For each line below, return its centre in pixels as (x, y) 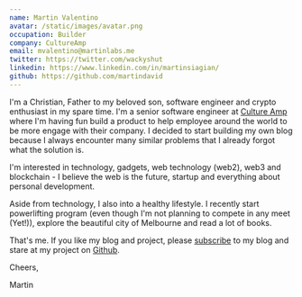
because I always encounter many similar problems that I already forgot (142, 139)
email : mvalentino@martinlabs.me (72, 51)
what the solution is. (46, 149)
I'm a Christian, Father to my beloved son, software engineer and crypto (143, 102)
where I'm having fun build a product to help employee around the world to (148, 121)
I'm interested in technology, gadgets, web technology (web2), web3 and (145, 166)
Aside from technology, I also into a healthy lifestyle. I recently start (134, 203)
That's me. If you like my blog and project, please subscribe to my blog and (149, 240)
